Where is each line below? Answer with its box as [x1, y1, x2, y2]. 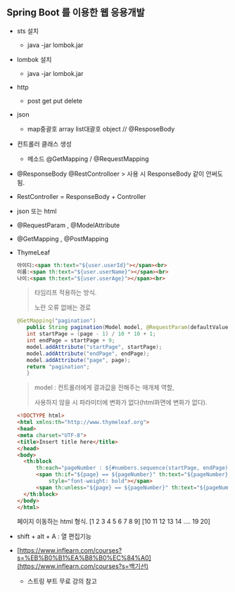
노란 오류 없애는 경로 [34, 303, 91, 311]
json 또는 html [16, 207, 57, 215]
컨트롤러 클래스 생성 [16, 139, 72, 148]
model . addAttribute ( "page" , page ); [26, 356, 131, 363]
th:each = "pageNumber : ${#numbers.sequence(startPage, [35, 465, 201, 472]
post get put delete [27, 96, 82, 105]
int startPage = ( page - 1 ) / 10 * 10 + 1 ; [26, 330, 156, 337]
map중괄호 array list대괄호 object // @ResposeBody [27, 124, 175, 133]
